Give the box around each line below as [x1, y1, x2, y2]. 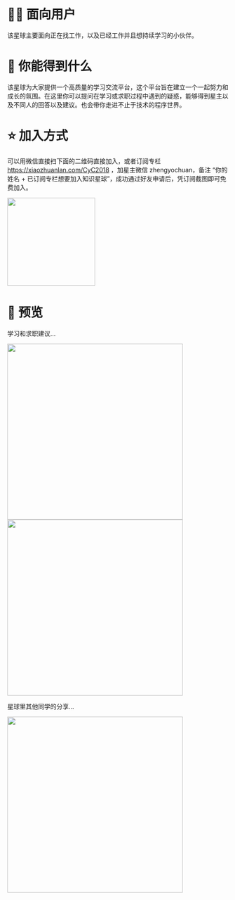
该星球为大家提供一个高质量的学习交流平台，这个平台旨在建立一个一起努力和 [7, 82, 229, 91]
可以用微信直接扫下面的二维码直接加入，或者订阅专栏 [7, 156, 161, 165]
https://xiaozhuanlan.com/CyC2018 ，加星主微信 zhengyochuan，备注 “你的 [7, 165, 228, 174]
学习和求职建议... [7, 329, 56, 338]
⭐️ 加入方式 [7, 128, 69, 144]
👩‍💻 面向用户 [7, 6, 76, 23]
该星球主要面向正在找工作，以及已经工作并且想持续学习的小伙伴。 [7, 31, 198, 39]
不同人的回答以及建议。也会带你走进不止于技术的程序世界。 [13, 100, 186, 109]
